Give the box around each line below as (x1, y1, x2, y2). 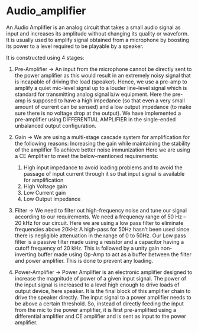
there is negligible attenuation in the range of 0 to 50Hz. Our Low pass (14, 232, 186, 239)
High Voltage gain (23, 182, 67, 190)
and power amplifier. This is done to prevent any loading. (14, 257, 154, 264)
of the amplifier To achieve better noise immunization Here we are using (14, 146, 190, 153)
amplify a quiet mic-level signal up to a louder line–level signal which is (14, 84, 187, 91)
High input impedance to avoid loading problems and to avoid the (23, 164, 183, 171)
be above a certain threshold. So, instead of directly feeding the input (14, 300, 184, 307)
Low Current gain (23, 189, 66, 196)
